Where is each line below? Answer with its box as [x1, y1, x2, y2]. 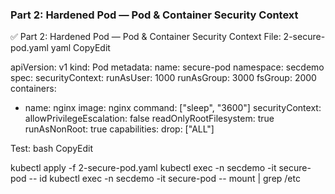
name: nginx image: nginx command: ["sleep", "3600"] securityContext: [24, 102, 322, 114]
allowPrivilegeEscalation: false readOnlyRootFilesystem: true [24, 113, 275, 125]
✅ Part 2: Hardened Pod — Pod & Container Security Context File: [10, 31, 282, 43]
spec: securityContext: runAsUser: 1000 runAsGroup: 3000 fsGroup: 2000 [10, 72, 317, 84]
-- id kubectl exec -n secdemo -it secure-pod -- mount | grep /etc [28, 173, 301, 185]
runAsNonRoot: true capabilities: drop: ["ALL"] [24, 123, 215, 135]
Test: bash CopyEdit [10, 143, 94, 155]
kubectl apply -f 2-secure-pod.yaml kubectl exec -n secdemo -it [10, 162, 277, 174]
